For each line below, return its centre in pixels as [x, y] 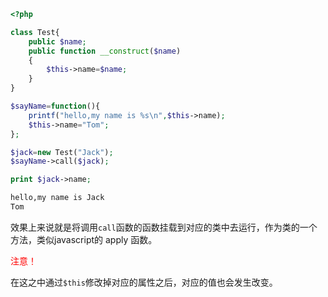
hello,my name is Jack [57, 198]
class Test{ [35, 32]
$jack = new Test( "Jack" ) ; [62, 152]
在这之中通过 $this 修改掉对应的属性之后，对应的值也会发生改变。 [144, 282]
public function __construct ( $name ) [105, 51]
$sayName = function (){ [55, 106]
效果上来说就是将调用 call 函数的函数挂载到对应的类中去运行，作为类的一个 [164, 227]
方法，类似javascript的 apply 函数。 [84, 239]
